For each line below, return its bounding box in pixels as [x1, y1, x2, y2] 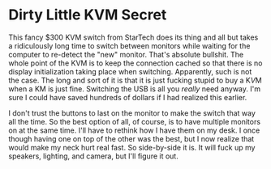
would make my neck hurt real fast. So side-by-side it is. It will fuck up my [8, 142, 256, 152]
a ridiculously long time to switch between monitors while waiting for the [8, 40, 251, 50]
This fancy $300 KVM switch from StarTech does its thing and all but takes [8, 32, 259, 42]
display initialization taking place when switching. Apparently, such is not [8, 66, 252, 76]
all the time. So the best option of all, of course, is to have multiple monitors [8, 116, 261, 126]
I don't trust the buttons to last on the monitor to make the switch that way [8, 108, 256, 118]
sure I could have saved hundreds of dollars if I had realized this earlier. [8, 92, 247, 102]
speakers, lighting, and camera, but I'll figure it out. [8, 151, 179, 161]
